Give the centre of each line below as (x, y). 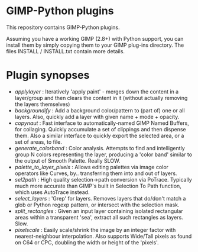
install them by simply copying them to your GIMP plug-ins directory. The (95, 45)
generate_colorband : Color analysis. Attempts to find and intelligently (100, 148)
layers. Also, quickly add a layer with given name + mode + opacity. (97, 117)
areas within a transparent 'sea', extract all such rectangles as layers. (99, 217)
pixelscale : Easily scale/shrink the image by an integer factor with (95, 230)
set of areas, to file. (38, 142)
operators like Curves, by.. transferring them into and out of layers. (96, 173)
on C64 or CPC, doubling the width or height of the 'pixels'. (87, 242)
